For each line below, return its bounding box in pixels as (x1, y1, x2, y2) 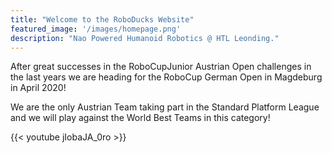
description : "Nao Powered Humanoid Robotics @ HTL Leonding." (10, 33, 280, 43)
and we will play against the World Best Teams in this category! (10, 112, 271, 124)
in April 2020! (10, 82, 67, 94)
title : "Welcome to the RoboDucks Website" (10, 14, 195, 25)
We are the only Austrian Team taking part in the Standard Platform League (10, 101, 320, 113)
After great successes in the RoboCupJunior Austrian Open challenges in (10, 61, 312, 73)
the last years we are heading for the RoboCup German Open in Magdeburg (10, 71, 323, 83)
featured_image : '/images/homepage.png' (10, 24, 182, 34)
